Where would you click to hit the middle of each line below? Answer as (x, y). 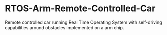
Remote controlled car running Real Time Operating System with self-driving (83, 22)
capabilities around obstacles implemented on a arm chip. (65, 27)
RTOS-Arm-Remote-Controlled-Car (80, 9)
